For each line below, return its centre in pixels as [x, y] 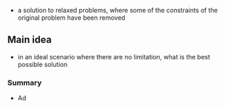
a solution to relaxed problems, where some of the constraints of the [117, 10]
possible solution [43, 64]
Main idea [29, 40]
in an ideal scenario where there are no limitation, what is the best [114, 56]
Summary [25, 83]
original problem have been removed [71, 18]
